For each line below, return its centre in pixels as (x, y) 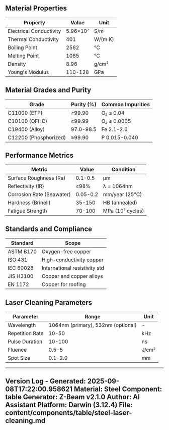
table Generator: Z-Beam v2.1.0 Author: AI (72, 397)
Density (17, 64)
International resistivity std (73, 268)
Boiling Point (23, 47)
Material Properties (36, 8)
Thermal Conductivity (33, 39)
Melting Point (23, 56)
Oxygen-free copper (66, 252)
